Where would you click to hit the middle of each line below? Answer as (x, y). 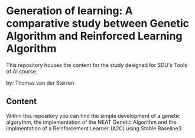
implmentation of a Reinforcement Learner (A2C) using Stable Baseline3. (95, 128)
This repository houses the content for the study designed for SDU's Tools (97, 65)
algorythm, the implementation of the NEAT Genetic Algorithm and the (91, 122)
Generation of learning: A (69, 11)
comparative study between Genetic (97, 23)
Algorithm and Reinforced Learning (94, 36)
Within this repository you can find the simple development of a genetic (93, 115)
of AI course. (22, 71)
